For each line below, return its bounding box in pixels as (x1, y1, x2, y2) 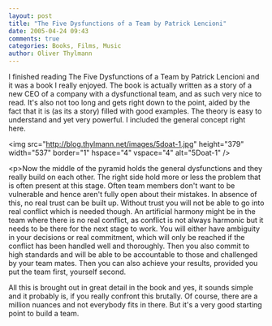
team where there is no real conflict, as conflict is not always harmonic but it (8, 216, 264, 225)
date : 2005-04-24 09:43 (8, 27, 89, 35)
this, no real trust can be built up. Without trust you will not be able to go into (8, 198, 265, 208)
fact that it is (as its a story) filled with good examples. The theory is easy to (8, 106, 262, 116)
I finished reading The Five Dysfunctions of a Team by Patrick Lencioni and (8, 72, 260, 81)
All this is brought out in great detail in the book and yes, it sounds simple (8, 283, 254, 292)
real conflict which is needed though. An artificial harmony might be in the (8, 207, 256, 216)
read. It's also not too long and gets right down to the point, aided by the (8, 98, 250, 107)
